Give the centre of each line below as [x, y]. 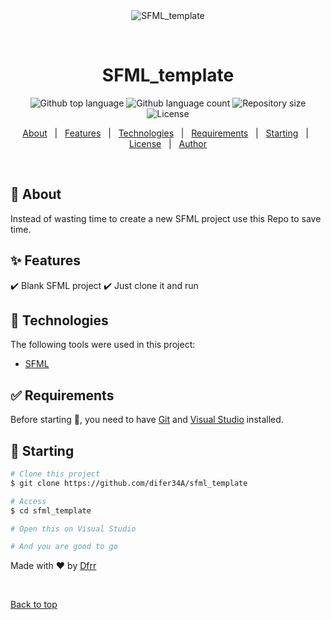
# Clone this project [55, 474]
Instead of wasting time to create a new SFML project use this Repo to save [166, 218]
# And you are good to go [64, 547]
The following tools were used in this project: [103, 345]
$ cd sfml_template [51, 510]
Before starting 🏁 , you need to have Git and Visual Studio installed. [147, 420]
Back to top [34, 605]
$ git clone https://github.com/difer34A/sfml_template [129, 483]
